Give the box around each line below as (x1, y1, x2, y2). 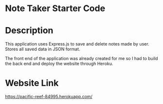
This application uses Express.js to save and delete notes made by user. (5, 41, 149, 47)
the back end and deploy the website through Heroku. (5, 61, 113, 67)
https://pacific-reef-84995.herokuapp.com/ (5, 94, 92, 100)
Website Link (5, 78, 59, 89)
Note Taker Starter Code (5, 3, 106, 14)
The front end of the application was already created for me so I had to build (5, 56, 158, 61)
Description (5, 25, 54, 36)
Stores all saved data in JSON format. (5, 46, 80, 52)
